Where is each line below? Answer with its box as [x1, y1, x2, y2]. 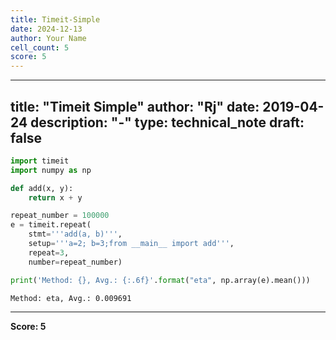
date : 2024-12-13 [10, 24, 83, 34]
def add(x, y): [10, 183, 74, 193]
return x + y [28, 192, 83, 203]
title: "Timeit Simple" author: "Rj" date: [10, 98, 260, 115]
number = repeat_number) [28, 257, 123, 267]
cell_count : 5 [10, 42, 70, 53]
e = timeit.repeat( [10, 220, 92, 230]
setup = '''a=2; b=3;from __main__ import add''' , [28, 239, 235, 249]
